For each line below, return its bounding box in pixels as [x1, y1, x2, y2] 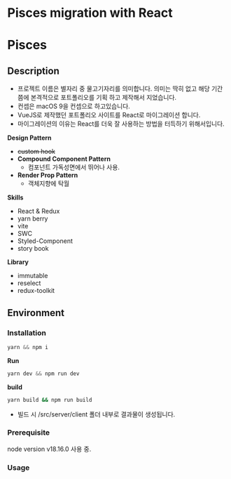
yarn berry [17, 214, 48, 223]
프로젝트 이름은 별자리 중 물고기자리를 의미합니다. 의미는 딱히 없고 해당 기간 [17, 84, 223, 93]
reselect [17, 279, 41, 287]
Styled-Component [17, 237, 73, 245]
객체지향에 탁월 [27, 179, 70, 188]
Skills [7, 193, 24, 202]
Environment [7, 307, 65, 319]
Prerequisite [7, 428, 50, 438]
